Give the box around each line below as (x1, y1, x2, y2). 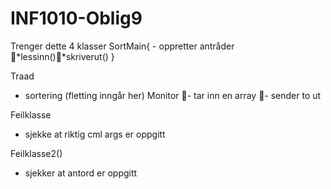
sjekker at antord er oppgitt (24, 167, 138, 179)
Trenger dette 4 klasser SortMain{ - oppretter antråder (10, 40, 235, 52)
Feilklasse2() (10, 147, 63, 159)
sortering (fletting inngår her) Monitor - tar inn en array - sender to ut (24, 89, 322, 101)
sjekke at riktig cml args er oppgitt (24, 128, 166, 140)
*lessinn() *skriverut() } (16, 50, 115, 62)
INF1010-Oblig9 (10, 7, 143, 30)
